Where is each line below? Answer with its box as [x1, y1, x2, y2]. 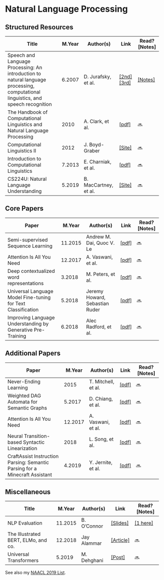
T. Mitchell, [89, 378, 115, 385]
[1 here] [134, 520, 154, 527]
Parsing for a [7, 465, 37, 472]
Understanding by [7, 320, 49, 327]
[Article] [110, 537, 130, 544]
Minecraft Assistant [7, 471, 52, 478]
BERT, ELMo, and [7, 537, 47, 544]
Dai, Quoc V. [86, 239, 115, 246]
